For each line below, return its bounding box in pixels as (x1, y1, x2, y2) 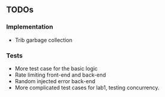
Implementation (6, 23, 54, 31)
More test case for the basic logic (14, 65, 98, 72)
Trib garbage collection (14, 36, 73, 44)
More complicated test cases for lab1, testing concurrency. (14, 84, 160, 91)
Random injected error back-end (14, 77, 96, 84)
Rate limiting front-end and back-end (14, 71, 106, 78)
